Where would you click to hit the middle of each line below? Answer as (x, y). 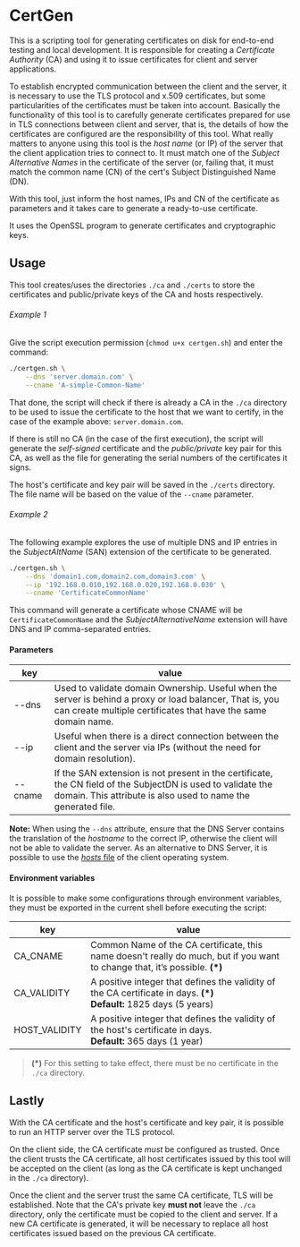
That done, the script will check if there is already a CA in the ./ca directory (148, 402)
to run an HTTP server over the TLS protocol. (92, 1132)
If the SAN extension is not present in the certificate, (163, 773)
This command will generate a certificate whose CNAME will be (126, 611)
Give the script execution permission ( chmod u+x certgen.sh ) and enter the (146, 342)
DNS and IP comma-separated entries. (80, 629)
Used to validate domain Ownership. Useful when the (166, 688)
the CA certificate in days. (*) (152, 993)
